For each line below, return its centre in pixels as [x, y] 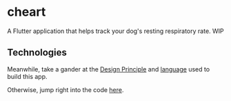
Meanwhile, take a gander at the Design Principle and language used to [109, 69]
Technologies [37, 53]
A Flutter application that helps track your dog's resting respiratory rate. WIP [115, 31]
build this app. [27, 76]
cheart [27, 12]
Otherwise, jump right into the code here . [66, 89]
